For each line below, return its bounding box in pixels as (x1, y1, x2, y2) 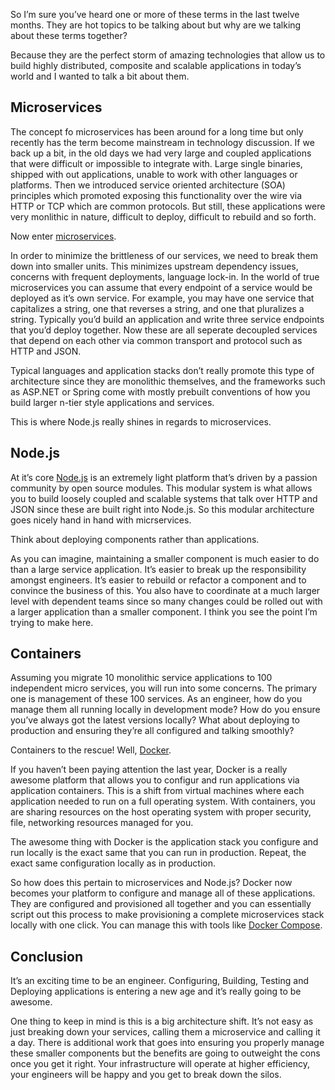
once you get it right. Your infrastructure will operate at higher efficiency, (10, 1058, 311, 1070)
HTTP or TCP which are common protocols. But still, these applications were (10, 200, 326, 212)
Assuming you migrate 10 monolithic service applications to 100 (10, 672, 273, 684)
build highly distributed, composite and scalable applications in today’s (10, 60, 302, 71)
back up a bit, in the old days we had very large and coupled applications (10, 147, 312, 159)
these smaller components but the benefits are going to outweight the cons (10, 1047, 321, 1059)
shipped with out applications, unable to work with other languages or (10, 168, 298, 180)
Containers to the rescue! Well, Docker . (10, 744, 172, 756)
